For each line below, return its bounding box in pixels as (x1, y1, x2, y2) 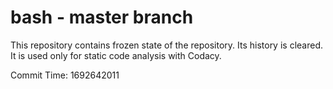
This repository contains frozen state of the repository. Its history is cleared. (10, 39, 323, 51)
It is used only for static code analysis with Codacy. (10, 49, 222, 61)
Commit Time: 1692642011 (10, 69, 120, 81)
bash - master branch (10, 6, 194, 29)
